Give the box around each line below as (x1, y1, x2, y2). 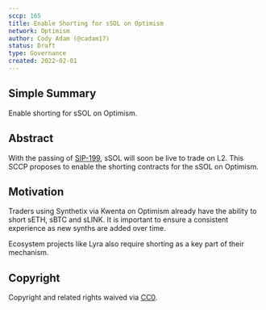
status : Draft (8, 42, 56, 50)
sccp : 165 (8, 11, 42, 20)
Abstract (8, 132, 54, 145)
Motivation (8, 185, 64, 199)
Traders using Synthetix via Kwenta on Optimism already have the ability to (8, 207, 257, 216)
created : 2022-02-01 (8, 57, 78, 65)
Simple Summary (8, 86, 97, 101)
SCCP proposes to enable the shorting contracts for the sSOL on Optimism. (8, 161, 260, 171)
